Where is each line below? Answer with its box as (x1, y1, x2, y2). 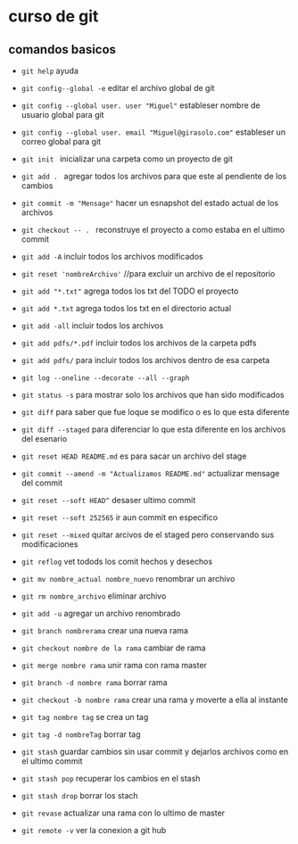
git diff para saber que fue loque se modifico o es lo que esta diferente (21, 407, 290, 417)
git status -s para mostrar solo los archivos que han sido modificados (21, 390, 285, 400)
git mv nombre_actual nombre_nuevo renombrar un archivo (21, 574, 236, 583)
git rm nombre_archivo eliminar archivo (21, 591, 167, 601)
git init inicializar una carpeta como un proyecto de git (21, 153, 234, 164)
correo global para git (21, 137, 102, 146)
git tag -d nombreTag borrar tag (21, 729, 141, 740)
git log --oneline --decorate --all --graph (21, 374, 190, 383)
